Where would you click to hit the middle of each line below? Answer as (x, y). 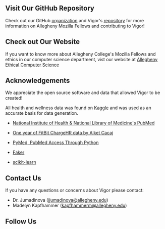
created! (14, 98)
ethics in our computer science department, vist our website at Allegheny (81, 59)
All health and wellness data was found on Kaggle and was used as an (78, 108)
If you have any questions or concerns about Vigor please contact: (74, 190)
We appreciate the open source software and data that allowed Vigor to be (83, 93)
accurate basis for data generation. (42, 113)
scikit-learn (24, 162)
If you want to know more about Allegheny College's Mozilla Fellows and (80, 54)
